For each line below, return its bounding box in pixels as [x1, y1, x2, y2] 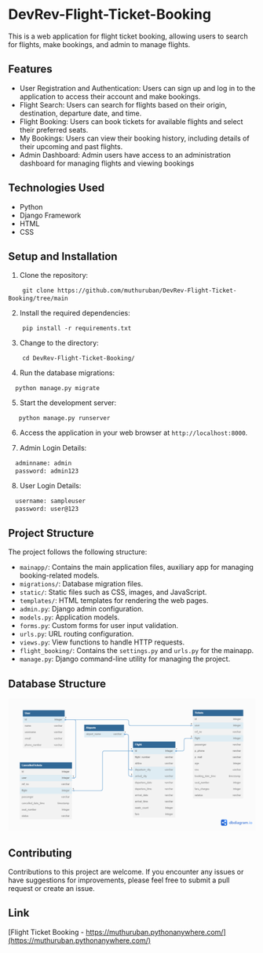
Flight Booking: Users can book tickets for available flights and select [19, 116, 243, 126]
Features [8, 63, 53, 76]
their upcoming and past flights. [19, 141, 123, 151]
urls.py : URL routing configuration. [19, 630, 134, 639]
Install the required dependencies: [19, 309, 131, 318]
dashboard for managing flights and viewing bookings [19, 159, 195, 168]
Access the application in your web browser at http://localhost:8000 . [19, 428, 248, 437]
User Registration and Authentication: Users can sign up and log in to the [19, 83, 256, 93]
